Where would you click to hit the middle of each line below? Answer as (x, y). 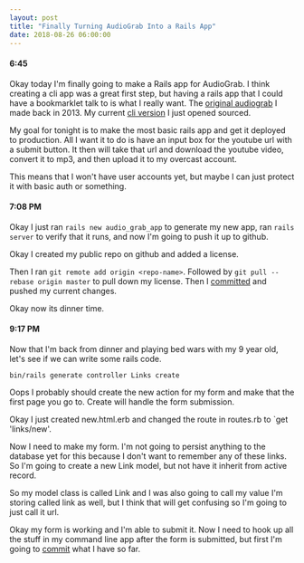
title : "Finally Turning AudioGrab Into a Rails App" (113, 26)
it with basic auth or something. (68, 186)
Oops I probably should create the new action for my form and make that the (152, 392)
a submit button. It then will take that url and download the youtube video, (147, 149)
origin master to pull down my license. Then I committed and (152, 281)
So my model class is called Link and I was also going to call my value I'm (146, 492)
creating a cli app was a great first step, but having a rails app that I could (146, 93)
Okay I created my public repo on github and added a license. (124, 253)
